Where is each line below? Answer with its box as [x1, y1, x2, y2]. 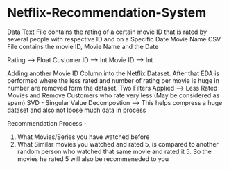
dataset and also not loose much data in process [7, 106, 146, 114]
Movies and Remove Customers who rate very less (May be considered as [7, 91, 220, 100]
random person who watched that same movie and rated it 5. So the [17, 147, 212, 155]
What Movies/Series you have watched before [17, 133, 150, 141]
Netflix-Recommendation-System [7, 5, 207, 21]
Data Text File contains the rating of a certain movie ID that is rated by [7, 28, 207, 36]
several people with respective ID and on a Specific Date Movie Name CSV [7, 35, 221, 43]
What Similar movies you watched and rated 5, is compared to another [17, 140, 219, 148]
